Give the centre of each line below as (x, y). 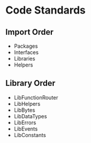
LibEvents (26, 129)
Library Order (31, 83)
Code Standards (45, 10)
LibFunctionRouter (36, 97)
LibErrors (25, 122)
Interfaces (26, 52)
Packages (26, 46)
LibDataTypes (30, 116)
